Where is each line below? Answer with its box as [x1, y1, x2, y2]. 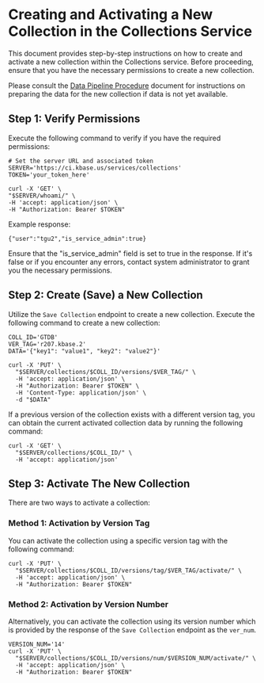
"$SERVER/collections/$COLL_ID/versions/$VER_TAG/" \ [15, 368, 196, 376]
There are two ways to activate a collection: [8, 498, 150, 508]
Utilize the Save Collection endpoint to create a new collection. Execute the [8, 309, 255, 319]
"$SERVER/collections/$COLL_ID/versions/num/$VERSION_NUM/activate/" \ [15, 654, 257, 662]
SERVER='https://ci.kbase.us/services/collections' [8, 164, 182, 172]
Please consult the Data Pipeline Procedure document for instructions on [8, 81, 246, 90]
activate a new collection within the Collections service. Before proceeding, [8, 57, 255, 67]
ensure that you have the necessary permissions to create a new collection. [8, 65, 255, 74]
